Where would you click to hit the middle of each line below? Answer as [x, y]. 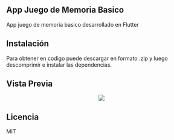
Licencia [23, 117]
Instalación [28, 44]
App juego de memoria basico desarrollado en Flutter [72, 24]
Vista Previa [30, 84]
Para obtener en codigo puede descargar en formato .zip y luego [87, 58]
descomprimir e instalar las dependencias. [59, 65]
